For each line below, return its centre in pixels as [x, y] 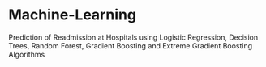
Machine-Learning [72, 15]
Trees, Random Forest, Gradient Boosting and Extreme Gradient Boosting [131, 45]
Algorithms [27, 54]
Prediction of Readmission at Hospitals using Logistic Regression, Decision [133, 37]
